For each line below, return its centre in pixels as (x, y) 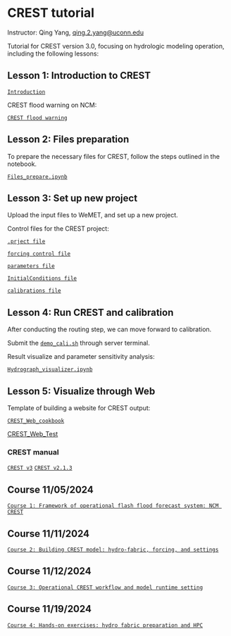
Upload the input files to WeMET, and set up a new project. (93, 215)
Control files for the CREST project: (58, 229)
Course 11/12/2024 (49, 571)
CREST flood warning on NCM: (52, 105)
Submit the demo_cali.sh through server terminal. (79, 343)
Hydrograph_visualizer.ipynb (50, 370)
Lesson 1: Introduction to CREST (79, 76)
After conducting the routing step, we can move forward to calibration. (110, 329)
